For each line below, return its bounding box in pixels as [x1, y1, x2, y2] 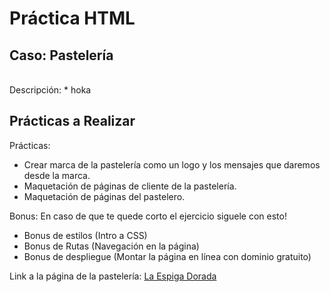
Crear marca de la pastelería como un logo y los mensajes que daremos [23, 158, 321, 171]
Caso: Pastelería [9, 47, 114, 64]
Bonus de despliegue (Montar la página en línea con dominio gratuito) [23, 250, 312, 262]
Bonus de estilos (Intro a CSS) [23, 229, 148, 241]
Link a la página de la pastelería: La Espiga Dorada [9, 270, 217, 282]
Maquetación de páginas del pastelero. [23, 190, 186, 202]
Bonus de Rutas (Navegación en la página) [23, 240, 200, 252]
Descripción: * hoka [9, 84, 92, 96]
